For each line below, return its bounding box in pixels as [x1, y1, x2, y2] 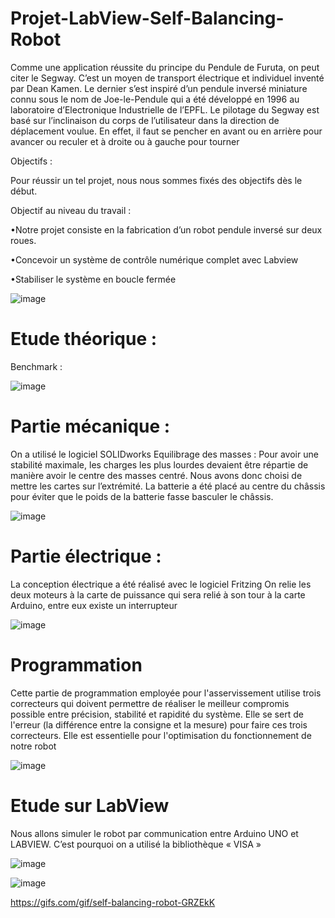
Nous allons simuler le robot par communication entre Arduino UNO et [10, 827, 299, 839]
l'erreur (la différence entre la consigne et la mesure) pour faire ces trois [10, 718, 308, 731]
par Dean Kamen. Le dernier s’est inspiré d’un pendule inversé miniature [10, 82, 308, 94]
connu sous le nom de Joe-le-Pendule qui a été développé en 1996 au [10, 93, 300, 105]
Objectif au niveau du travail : [10, 204, 132, 216]
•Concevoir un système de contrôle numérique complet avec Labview [10, 253, 299, 266]
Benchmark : [10, 360, 63, 372]
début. [10, 185, 38, 197]
